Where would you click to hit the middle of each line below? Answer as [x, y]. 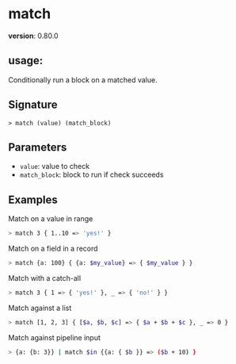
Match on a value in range [51, 219]
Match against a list [40, 308]
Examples [33, 199]
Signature [33, 105]
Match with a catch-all [45, 278]
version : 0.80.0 [33, 36]
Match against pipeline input [54, 337]
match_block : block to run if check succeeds [91, 174]
